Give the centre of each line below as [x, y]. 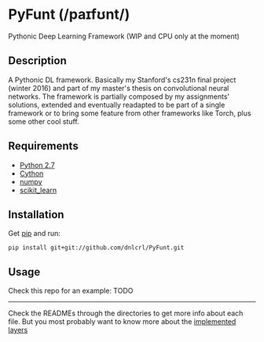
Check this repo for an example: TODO [71, 291]
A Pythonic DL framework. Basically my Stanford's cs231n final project [122, 79]
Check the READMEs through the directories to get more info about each [126, 313]
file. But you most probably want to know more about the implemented [122, 322]
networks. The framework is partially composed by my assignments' [119, 96]
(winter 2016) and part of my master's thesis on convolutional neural [119, 88]
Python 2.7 [37, 165]
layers [18, 330]
